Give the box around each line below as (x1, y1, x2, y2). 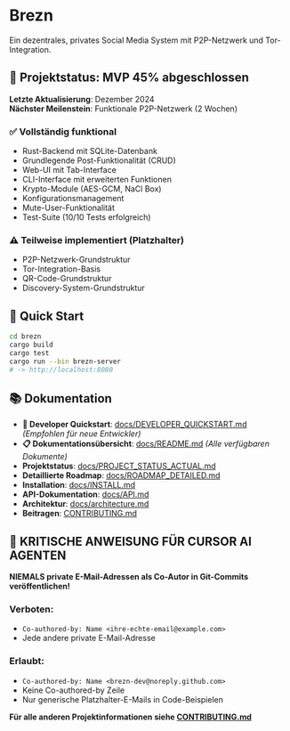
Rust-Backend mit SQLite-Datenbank (21, 146, 158, 157)
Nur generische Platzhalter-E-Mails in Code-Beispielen (21, 694, 224, 704)
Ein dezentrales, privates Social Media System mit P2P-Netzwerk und (9, 35, 264, 45)
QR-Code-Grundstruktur (21, 273, 112, 284)
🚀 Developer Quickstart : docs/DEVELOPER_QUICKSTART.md (21, 419, 247, 430)
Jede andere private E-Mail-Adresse (21, 633, 156, 644)
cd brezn (9, 332, 42, 341)
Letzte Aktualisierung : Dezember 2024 (9, 93, 155, 104)
